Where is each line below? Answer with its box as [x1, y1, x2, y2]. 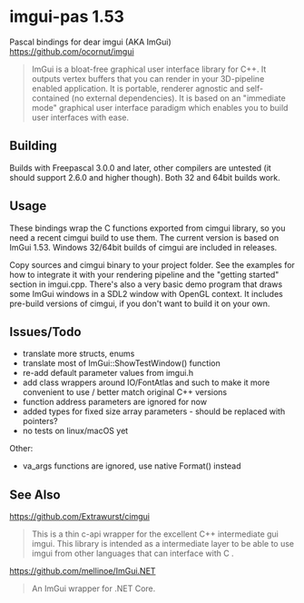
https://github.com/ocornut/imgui [9, 45, 134, 56]
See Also [9, 487, 61, 502]
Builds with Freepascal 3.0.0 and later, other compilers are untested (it [9, 162, 272, 173]
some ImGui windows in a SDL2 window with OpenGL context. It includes [9, 288, 283, 299]
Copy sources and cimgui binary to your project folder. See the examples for [9, 259, 295, 270]
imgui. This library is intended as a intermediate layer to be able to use [31, 539, 295, 549]
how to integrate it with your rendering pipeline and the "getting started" [9, 269, 279, 280]
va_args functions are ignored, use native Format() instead [22, 460, 241, 471]
